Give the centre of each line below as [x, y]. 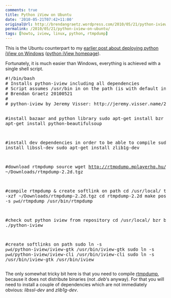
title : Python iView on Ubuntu [38, 15]
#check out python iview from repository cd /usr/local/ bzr [83, 220]
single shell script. [24, 69]
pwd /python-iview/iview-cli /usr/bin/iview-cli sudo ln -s [80, 255]
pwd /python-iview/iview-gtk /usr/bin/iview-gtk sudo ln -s [80, 249]
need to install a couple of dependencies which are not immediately [76, 285]
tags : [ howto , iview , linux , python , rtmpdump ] [57, 34]
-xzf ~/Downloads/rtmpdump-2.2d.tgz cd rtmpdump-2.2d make [81, 196]
